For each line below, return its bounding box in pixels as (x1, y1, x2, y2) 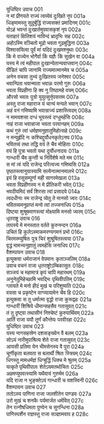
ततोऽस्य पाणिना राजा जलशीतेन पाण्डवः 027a (6, 390, 91, 397)
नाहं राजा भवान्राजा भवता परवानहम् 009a (6, 121, 84, 127)
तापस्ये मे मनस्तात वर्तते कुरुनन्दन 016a (6, 222, 82, 228)
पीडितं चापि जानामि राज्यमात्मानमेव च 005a (6, 67, 88, 73)
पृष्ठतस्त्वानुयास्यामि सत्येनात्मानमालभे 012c (6, 168, 88, 175)
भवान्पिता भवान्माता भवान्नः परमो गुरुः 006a (6, 80, 85, 87)
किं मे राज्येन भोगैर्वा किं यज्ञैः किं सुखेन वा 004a (6, 53, 95, 60)
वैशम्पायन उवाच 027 (6, 384, 46, 390)
